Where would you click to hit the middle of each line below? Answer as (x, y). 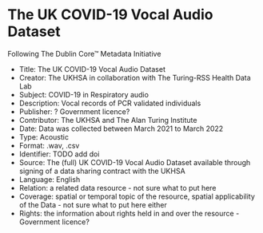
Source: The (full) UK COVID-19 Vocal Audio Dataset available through (135, 162)
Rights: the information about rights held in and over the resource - (129, 213)
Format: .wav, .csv (49, 145)
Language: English (50, 179)
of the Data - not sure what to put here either (93, 204)
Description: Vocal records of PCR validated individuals (110, 103)
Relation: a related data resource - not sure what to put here (118, 188)
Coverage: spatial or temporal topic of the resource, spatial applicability (137, 196)
